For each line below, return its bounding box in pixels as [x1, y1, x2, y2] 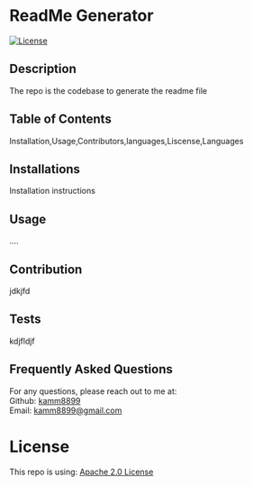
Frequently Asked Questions [9, 362, 174, 377]
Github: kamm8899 [9, 395, 81, 406]
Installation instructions [9, 186, 96, 197]
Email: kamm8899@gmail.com [9, 405, 122, 416]
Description [9, 61, 77, 77]
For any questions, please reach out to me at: [9, 385, 177, 397]
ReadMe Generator [9, 5, 154, 26]
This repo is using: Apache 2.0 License [9, 466, 154, 477]
